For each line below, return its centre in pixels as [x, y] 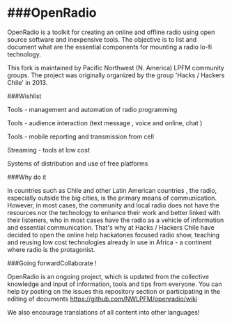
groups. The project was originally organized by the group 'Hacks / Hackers [116, 75]
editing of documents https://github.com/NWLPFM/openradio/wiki [102, 299]
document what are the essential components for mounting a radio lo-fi [110, 47]
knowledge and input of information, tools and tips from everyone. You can [115, 284]
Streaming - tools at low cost [49, 150]
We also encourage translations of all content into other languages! [103, 312]
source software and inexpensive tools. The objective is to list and [102, 39]
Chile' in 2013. [28, 82]
